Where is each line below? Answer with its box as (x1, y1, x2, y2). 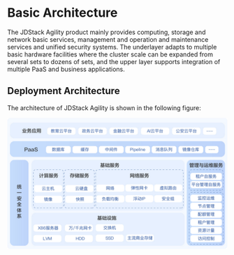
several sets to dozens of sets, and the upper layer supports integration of (7, 57, 221, 65)
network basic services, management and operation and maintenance (7, 35, 209, 43)
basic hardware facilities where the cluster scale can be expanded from (7, 50, 214, 59)
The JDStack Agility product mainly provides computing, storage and (7, 28, 206, 36)
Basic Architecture (7, 5, 118, 21)
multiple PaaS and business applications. (7, 65, 126, 73)
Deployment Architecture (7, 85, 120, 97)
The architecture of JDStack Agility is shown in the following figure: (7, 103, 201, 112)
